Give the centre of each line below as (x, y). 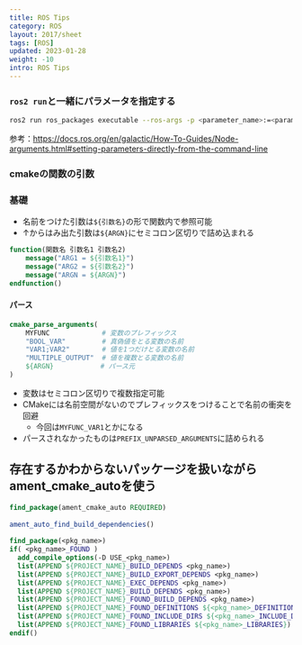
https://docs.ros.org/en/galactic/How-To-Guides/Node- (136, 139)
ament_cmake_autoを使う (83, 486)
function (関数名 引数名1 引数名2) (68, 250)
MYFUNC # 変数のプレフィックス (101, 333)
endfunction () (36, 283)
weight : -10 (31, 59)
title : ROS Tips (40, 18)
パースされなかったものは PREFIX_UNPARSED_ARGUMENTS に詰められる (143, 438)
